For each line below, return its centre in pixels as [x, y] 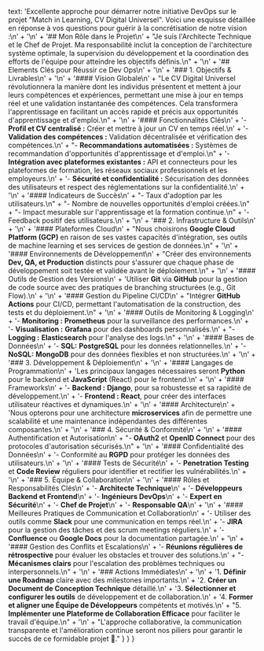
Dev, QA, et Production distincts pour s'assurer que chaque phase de [121, 262]
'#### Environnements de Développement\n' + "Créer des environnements [130, 254]
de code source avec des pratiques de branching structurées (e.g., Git [122, 287]
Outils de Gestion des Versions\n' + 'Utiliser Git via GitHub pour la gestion [128, 279]
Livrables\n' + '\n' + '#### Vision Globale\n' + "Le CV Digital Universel [122, 78]
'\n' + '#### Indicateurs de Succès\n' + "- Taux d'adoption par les [115, 195]
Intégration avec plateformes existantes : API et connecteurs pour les [123, 162]
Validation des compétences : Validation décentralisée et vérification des [128, 137]
